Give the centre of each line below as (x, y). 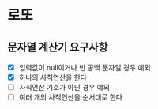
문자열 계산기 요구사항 (58, 47)
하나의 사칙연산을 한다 (53, 77)
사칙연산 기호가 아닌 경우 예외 (64, 88)
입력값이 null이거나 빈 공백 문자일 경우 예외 (85, 68)
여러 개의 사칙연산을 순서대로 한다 (71, 97)
